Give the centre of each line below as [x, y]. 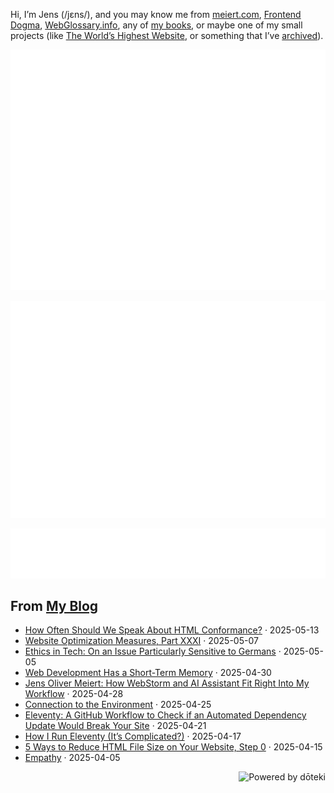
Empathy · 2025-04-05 [72, 758]
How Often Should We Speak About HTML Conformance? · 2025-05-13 [172, 630]
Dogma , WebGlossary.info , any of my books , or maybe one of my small [156, 25]
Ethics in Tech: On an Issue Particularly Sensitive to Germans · [153, 651]
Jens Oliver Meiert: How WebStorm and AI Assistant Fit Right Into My [167, 683]
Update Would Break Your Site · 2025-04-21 [115, 726]
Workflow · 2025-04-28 [74, 694]
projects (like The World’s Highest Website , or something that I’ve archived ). [167, 35]
